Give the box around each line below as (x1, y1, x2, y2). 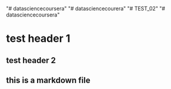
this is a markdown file (6, 75, 90, 85)
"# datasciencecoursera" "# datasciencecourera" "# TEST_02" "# (6, 5, 166, 12)
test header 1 (6, 32, 71, 45)
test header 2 (6, 55, 56, 65)
